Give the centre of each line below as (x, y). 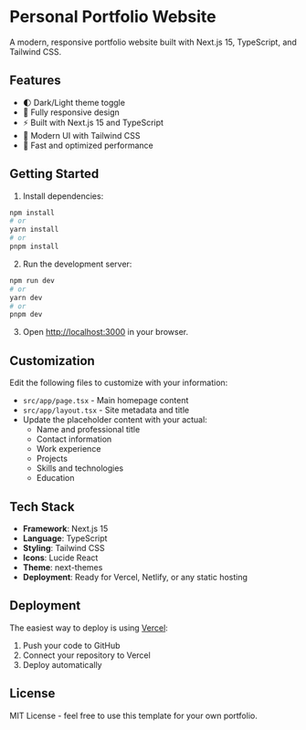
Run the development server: (77, 264)
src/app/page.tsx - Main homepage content (106, 401)
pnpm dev (26, 315)
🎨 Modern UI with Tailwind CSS (81, 135)
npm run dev (32, 280)
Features (35, 81)
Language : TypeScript (65, 538)
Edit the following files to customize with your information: (119, 383)
